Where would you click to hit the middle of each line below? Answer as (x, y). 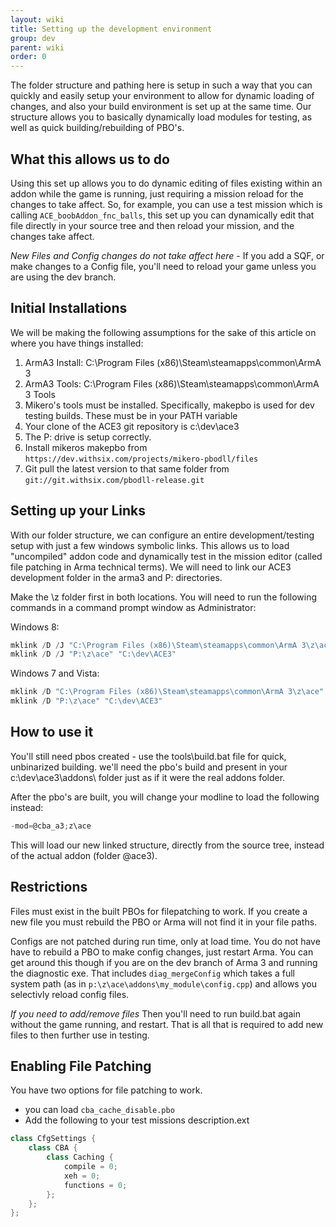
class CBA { (53, 1148)
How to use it (52, 732)
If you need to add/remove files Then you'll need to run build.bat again (155, 1013)
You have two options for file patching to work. (106, 1090)
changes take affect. (52, 236)
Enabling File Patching (81, 1066)
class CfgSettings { (53, 1139)
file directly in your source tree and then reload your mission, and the (152, 225)
